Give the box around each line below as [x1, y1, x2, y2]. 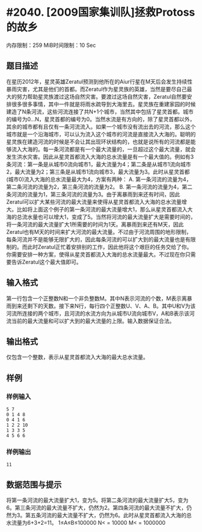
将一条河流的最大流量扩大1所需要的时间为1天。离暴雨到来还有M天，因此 [6, 221, 185, 228]
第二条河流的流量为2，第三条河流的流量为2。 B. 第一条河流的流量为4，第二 [6, 183, 193, 190]
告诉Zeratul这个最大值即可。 [11, 258, 82, 265]
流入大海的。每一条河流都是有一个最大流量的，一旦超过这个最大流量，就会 [11, 145, 196, 153]
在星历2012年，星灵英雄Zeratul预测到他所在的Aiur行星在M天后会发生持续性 [6, 78, 193, 85]
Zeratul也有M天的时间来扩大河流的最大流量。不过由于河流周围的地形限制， [6, 228, 192, 235]
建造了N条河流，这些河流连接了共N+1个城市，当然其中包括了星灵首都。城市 [6, 108, 194, 115]
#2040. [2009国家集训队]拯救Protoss [6, 5, 195, 19]
